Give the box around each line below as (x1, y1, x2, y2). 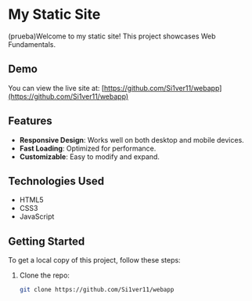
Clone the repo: (19, 270, 70, 280)
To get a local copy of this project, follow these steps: (8, 256, 182, 265)
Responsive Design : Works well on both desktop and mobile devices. (19, 135, 244, 144)
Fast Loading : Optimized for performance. (19, 143, 157, 153)
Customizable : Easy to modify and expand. (19, 151, 160, 161)
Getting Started (8, 234, 85, 248)
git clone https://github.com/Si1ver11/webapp (19, 286, 175, 294)
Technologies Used (8, 174, 104, 187)
